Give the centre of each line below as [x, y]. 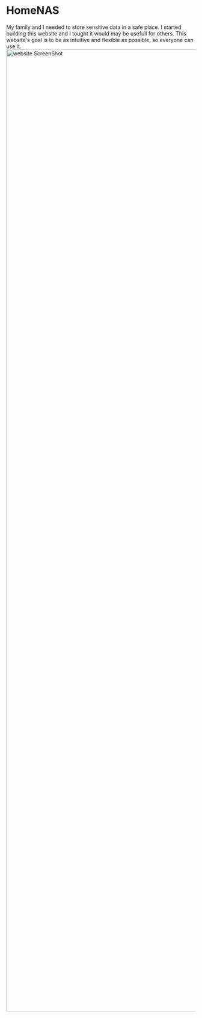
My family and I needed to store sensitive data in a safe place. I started [94, 27]
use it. [14, 46]
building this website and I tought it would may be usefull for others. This [96, 33]
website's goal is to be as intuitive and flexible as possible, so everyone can [100, 40]
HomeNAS [33, 11]
